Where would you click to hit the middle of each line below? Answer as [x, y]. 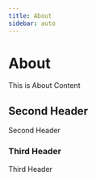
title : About [30, 16]
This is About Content [44, 86]
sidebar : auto [32, 23]
